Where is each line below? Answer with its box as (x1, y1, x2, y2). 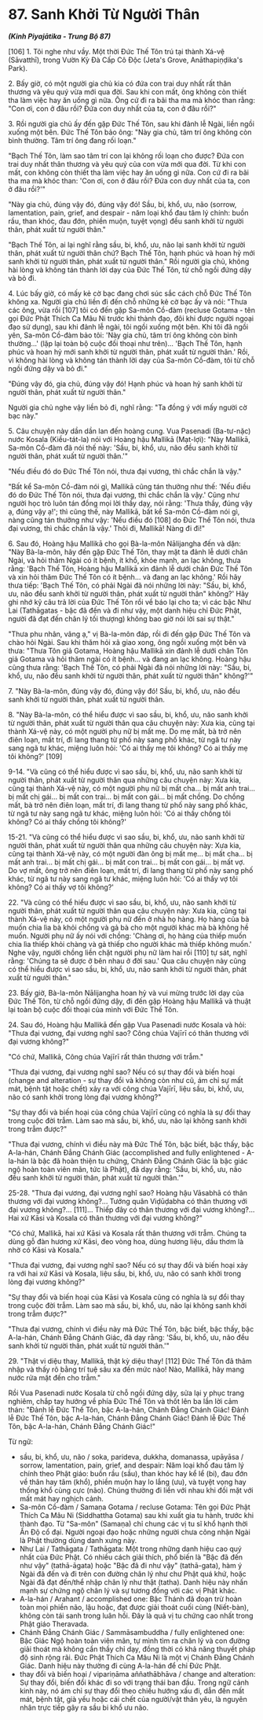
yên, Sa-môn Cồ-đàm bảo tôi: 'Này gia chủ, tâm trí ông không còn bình (8, 330, 238, 340)
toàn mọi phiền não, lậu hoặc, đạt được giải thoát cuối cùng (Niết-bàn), (19, 1602, 249, 1611)
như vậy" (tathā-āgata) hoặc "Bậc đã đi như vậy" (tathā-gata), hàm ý (19, 1560, 243, 1570)
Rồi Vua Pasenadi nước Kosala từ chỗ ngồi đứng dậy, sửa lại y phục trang (8, 1388, 245, 1398)
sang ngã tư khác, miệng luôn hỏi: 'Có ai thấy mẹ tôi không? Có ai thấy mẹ (8, 743, 249, 753)
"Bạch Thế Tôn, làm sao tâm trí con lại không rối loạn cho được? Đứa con (8, 151, 245, 160)
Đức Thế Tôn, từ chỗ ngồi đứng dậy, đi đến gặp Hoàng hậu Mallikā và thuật (8, 996, 251, 1006)
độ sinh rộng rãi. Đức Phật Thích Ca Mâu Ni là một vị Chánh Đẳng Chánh (19, 1652, 255, 1662)
